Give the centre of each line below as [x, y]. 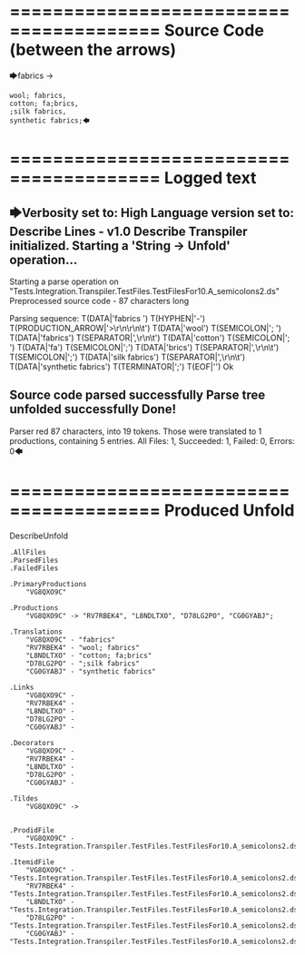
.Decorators [32, 743]
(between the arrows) [93, 50]
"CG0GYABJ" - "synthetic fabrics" [91, 671]
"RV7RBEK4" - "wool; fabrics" [83, 647]
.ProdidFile [32, 830]
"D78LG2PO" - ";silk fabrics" [83, 664]
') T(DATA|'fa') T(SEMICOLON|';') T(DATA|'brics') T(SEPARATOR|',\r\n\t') [144, 347]
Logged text [210, 178]
